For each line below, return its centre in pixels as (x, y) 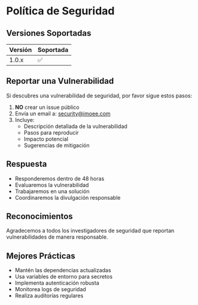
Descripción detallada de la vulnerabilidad (75, 126)
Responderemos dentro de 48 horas (60, 178)
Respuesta (27, 164)
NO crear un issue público (47, 107)
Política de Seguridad (60, 11)
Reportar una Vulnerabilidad (60, 81)
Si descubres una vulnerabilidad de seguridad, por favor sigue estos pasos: (99, 95)
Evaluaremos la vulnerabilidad (52, 185)
